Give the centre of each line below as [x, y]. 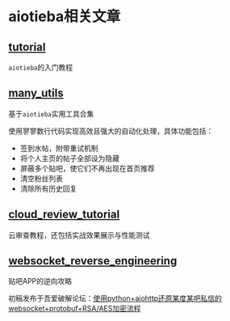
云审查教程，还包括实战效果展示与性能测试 [79, 234]
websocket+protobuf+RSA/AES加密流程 [75, 309]
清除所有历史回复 [48, 188]
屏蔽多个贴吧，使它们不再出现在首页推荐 [87, 168]
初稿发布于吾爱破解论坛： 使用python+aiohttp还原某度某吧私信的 [115, 298]
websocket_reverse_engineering [93, 261]
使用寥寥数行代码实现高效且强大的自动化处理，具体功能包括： [111, 131]
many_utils [36, 93]
